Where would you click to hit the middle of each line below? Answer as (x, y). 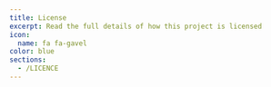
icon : (20, 34)
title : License (38, 18)
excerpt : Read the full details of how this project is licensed (135, 26)
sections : (28, 60)
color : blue (32, 52)
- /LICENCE (38, 69)
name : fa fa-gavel (53, 43)
